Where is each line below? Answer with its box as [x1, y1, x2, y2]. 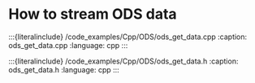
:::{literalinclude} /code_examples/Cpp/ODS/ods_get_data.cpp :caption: [8, 32, 248, 41]
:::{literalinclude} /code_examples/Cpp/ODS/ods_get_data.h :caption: [8, 56, 239, 66]
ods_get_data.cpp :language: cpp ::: [8, 40, 128, 50]
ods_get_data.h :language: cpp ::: [8, 64, 119, 74]
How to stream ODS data [8, 5, 177, 24]
